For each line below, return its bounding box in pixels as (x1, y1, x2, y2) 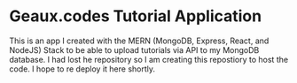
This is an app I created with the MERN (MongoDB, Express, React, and (9, 35, 270, 46)
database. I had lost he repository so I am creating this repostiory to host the (9, 54, 289, 64)
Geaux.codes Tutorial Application (9, 6, 262, 26)
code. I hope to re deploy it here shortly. (9, 64, 156, 74)
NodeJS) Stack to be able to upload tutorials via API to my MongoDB (9, 44, 260, 55)
